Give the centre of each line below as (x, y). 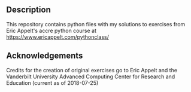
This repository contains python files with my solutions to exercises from (96, 24)
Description (28, 10)
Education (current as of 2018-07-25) (52, 82)
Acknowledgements (45, 56)
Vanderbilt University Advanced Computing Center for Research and (91, 76)
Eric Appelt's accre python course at (51, 30)
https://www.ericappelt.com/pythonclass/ (58, 37)
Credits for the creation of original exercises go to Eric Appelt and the (92, 70)
